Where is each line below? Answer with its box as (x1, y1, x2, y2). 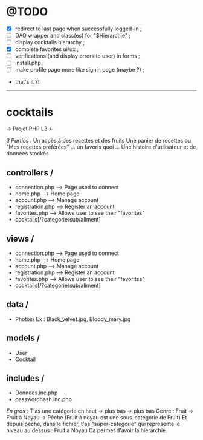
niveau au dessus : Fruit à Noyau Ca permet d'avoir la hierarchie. (6, 427, 167, 434)
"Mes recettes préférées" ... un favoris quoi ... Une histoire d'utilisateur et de (6, 143, 196, 151)
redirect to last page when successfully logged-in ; (14, 25, 142, 32)
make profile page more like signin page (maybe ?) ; (14, 66, 145, 73)
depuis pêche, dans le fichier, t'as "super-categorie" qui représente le (6, 421, 180, 428)
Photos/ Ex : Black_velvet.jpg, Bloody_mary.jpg (14, 315, 131, 323)
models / (6, 333, 40, 344)
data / (6, 299, 29, 310)
